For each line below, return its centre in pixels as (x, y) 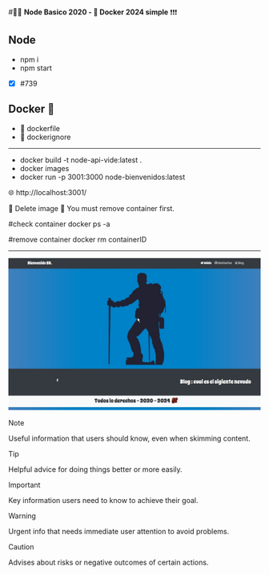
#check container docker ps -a (59, 224)
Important (24, 485)
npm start (36, 68)
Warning (22, 516)
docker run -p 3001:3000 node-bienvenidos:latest (102, 177)
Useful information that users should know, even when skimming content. (129, 438)
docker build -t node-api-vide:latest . (81, 160)
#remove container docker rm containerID (78, 239)
